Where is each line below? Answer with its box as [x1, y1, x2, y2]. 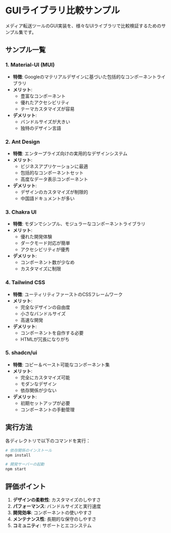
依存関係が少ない [20, 387, 57, 393]
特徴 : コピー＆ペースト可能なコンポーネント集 [12, 361, 110, 368]
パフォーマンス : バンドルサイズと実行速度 [12, 503, 101, 509]
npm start [5, 467, 27, 472]
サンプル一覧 [5, 46, 46, 54]
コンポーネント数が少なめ [20, 259, 75, 265]
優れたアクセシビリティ [20, 99, 70, 105]
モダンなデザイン [20, 380, 57, 387]
